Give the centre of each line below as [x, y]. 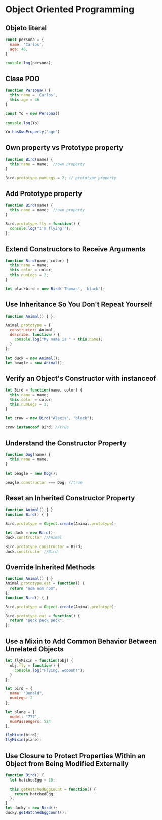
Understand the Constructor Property [66, 443]
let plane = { [20, 712]
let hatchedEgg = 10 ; [33, 780]
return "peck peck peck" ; [37, 621]
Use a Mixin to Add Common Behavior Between [81, 641]
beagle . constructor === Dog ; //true [44, 482]
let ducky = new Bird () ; [31, 808]
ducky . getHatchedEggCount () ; [36, 813]
